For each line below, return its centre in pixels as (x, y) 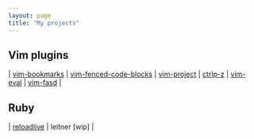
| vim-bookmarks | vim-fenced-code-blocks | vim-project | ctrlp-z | (119, 74)
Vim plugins (38, 55)
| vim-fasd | (42, 83)
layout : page (30, 15)
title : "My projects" (44, 23)
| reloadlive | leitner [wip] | (51, 127)
